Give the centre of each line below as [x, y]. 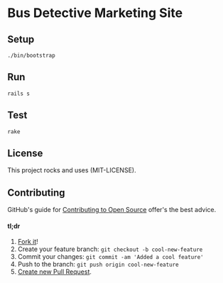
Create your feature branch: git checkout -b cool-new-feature [110, 249]
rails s [19, 94]
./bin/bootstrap [31, 55]
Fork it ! [28, 242]
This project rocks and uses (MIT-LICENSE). [72, 170]
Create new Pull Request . [55, 272]
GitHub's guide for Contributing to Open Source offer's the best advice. [112, 210]
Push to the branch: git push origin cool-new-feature [98, 265]
